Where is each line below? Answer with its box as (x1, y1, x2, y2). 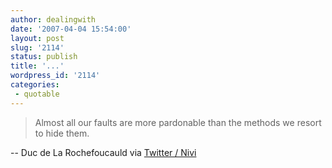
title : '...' (10, 61, 65, 71)
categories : (10, 80, 60, 90)
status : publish (10, 52, 78, 62)
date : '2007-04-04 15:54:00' (10, 24, 132, 34)
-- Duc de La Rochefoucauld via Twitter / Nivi (10, 146, 197, 158)
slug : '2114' (10, 42, 65, 53)
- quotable (14, 89, 60, 99)
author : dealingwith (10, 14, 97, 25)
